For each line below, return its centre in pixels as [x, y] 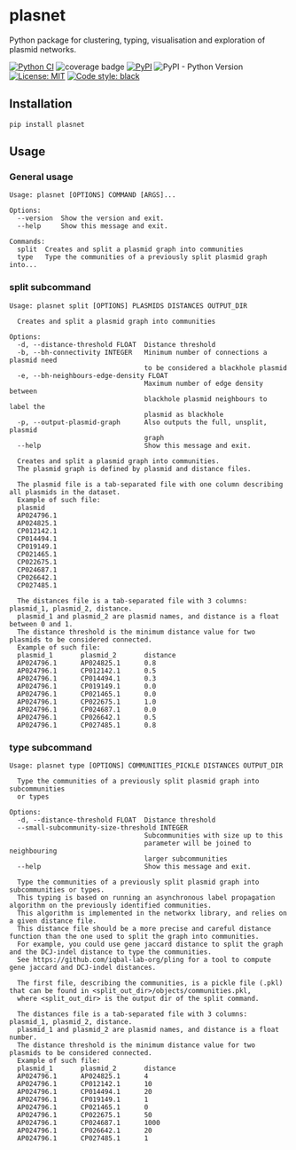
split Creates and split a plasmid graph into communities [130, 249]
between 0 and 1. [41, 624]
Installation [41, 104]
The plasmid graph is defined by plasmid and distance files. [134, 469]
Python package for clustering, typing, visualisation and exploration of [137, 40]
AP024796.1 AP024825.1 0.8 [87, 663]
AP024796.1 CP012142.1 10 [85, 1084]
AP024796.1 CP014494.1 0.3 [87, 678]
